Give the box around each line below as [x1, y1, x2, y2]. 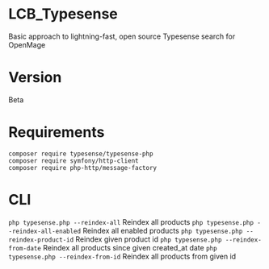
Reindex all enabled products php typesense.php [82, 226, 243, 235]
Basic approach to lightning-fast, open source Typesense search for [8, 31, 236, 41]
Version [8, 68, 62, 87]
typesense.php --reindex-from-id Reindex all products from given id [8, 251, 237, 261]
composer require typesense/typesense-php [8, 150, 153, 158]
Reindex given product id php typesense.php [75, 234, 222, 244]
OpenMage [8, 39, 46, 49]
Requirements [8, 123, 105, 142]
